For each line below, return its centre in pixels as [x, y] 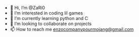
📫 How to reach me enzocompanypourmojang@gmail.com [72, 29]
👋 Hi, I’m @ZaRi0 [28, 8]
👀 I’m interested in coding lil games [47, 13]
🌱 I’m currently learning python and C [49, 18]
